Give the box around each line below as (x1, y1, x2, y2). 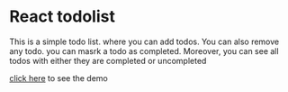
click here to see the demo (9, 72, 108, 83)
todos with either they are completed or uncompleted (9, 55, 207, 66)
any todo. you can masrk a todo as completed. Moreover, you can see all (9, 45, 279, 56)
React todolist (9, 6, 115, 27)
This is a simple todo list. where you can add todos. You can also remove (9, 36, 280, 47)
